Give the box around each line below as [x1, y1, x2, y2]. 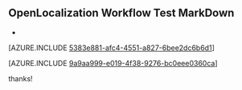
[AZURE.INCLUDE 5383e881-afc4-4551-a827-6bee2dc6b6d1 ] [8, 43, 215, 53]
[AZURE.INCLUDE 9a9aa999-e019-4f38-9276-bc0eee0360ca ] [8, 58, 219, 68]
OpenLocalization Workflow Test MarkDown [8, 6, 235, 20]
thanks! [8, 73, 34, 83]
